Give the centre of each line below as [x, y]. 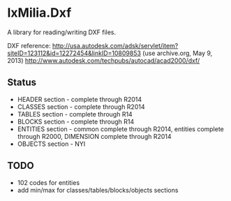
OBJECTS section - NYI [51, 144]
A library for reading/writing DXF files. [62, 32]
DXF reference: [29, 45]
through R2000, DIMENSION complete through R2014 [95, 136]
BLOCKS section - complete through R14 [76, 121]
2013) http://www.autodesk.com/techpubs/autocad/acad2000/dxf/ [104, 60]
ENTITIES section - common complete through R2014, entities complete [121, 129]
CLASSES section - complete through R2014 [81, 107]
